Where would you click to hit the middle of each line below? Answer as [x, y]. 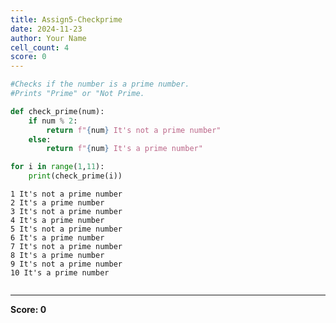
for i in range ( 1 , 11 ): [57, 167]
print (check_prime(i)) [75, 176]
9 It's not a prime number [66, 264]
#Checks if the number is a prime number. [100, 84]
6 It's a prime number [57, 238]
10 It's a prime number [60, 273]
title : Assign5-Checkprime [66, 19]
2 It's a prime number [57, 203]
